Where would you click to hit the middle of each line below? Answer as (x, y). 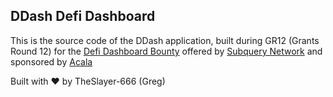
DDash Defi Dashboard (83, 16)
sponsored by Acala (51, 61)
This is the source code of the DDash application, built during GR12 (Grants (165, 40)
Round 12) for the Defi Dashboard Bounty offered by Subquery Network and (166, 51)
